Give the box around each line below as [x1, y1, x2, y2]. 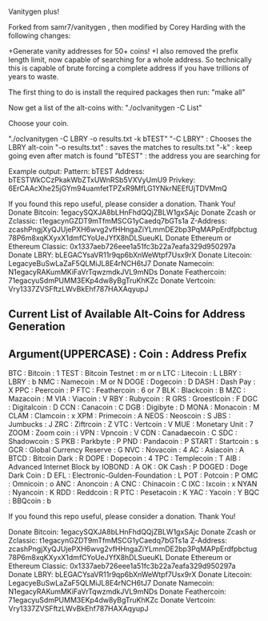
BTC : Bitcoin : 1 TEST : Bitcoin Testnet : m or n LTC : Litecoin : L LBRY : [8, 369, 242, 378]
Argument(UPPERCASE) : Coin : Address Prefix [8, 347, 247, 361]
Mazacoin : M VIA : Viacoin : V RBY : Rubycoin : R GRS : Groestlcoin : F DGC [8, 394, 258, 404]
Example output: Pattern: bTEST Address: [8, 167, 146, 175]
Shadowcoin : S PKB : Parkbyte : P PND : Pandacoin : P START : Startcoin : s [8, 437, 259, 446]
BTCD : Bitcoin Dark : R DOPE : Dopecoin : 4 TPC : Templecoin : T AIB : [8, 454, 242, 463]
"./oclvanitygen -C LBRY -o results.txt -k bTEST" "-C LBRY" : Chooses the [8, 134, 252, 143]
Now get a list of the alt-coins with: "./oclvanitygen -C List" [8, 103, 202, 112]
